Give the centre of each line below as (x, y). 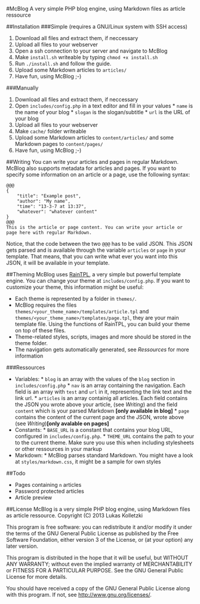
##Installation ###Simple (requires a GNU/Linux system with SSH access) (97, 27)
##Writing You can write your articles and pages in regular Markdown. (93, 162)
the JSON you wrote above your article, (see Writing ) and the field (96, 404)
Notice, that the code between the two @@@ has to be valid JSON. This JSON (99, 244)
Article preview (33, 498)
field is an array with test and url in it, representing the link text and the (103, 392)
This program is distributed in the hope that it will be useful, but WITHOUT (97, 558)
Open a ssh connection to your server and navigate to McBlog (91, 51)
